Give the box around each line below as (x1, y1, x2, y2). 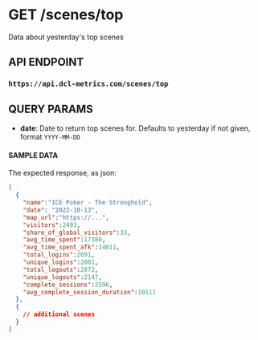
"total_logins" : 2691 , (23, 251, 95, 259)
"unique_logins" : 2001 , (23, 258, 99, 266)
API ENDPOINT (8, 55, 84, 69)
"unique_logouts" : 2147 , (23, 273, 103, 281)
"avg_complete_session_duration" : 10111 (23, 288, 157, 296)
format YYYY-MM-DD (19, 132, 80, 142)
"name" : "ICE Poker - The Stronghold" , (23, 199, 153, 207)
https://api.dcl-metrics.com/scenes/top (8, 79, 169, 89)
